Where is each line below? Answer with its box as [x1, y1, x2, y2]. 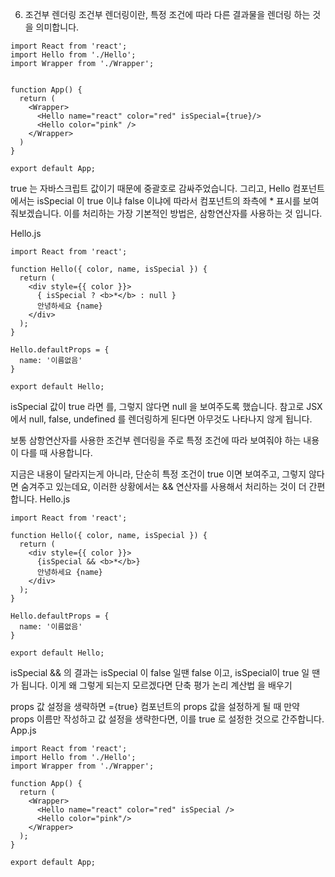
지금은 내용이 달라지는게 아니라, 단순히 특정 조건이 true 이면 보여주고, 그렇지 [10, 468, 307, 480]
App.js [10, 724, 37, 736]
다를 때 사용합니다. [20, 447, 93, 458]
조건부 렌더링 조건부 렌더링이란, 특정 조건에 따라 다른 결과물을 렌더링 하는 [24, 9, 311, 20]
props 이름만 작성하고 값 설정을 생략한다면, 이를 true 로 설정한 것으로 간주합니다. [10, 713, 325, 725]
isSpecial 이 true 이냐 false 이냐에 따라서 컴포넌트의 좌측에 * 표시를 [36, 195, 301, 207]
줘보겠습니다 [10, 208, 60, 219]
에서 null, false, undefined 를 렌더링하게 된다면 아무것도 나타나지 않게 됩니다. [10, 413, 313, 425]
